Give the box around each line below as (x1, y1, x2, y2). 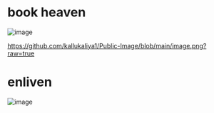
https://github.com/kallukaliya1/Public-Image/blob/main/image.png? (7, 41, 207, 50)
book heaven (7, 4, 86, 21)
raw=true (7, 49, 35, 58)
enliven (7, 74, 52, 90)
